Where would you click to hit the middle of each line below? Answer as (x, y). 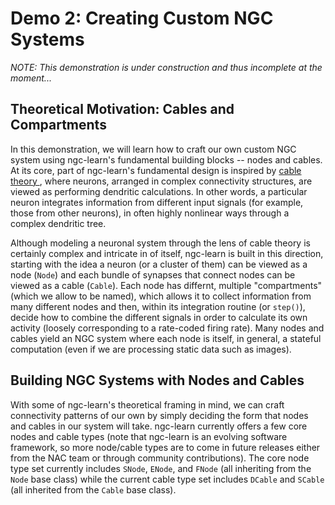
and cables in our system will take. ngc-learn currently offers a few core (159, 426)
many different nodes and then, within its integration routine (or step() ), (158, 306)
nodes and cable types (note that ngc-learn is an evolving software (149, 436)
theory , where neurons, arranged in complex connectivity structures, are (161, 181)
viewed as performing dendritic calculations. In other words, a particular (159, 191)
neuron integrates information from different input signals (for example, (157, 202)
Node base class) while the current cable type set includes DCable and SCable (167, 479)
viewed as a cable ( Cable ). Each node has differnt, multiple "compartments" (166, 285)
